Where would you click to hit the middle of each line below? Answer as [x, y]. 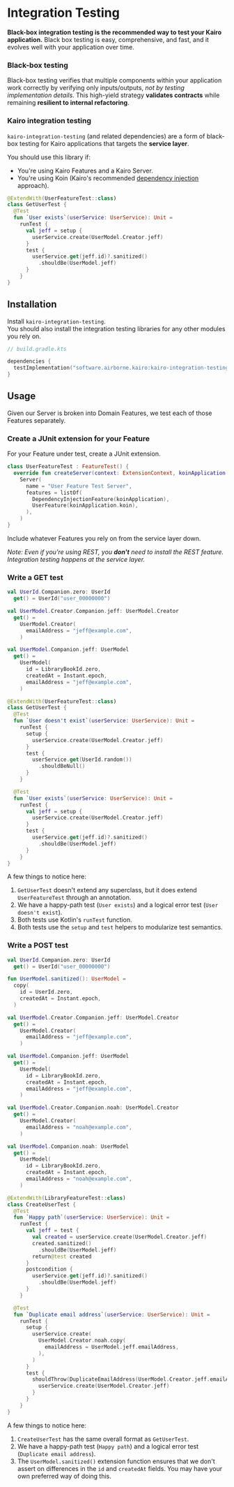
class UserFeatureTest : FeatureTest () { [68, 467]
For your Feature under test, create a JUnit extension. [84, 454]
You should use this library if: [49, 157]
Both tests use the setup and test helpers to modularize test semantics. [120, 927]
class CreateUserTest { [42, 1204]
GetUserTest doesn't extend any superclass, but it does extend [107, 890]
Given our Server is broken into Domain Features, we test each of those [110, 413]
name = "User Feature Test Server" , [79, 486]
